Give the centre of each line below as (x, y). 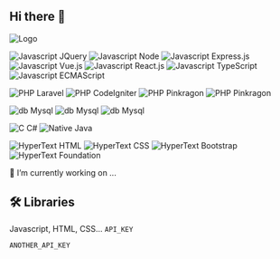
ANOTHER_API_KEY (40, 245)
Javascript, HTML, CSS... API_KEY (71, 228)
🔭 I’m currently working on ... (63, 172)
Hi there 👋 (37, 17)
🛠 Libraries (42, 202)
